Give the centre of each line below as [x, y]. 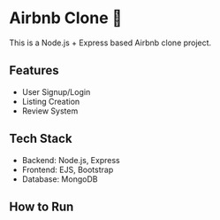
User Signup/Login [56, 91]
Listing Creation [51, 101]
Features [34, 71]
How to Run [42, 206]
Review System [50, 111]
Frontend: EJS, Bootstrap [68, 169]
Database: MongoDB [60, 179]
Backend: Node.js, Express [71, 160]
